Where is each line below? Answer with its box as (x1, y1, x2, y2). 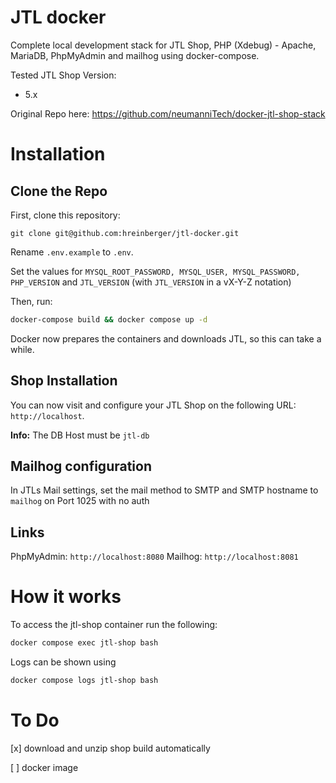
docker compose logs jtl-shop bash (10, 676, 159, 686)
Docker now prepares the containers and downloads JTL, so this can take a (10, 332, 322, 345)
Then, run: (10, 295, 53, 307)
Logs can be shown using (10, 656, 117, 668)
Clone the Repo (10, 182, 108, 200)
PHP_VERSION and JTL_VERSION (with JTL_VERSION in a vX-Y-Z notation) (10, 276, 292, 288)
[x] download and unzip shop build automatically (10, 742, 211, 754)
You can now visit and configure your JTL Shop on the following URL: (10, 399, 297, 411)
